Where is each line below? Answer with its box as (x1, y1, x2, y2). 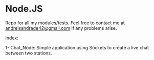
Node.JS (5, 3, 43, 15)
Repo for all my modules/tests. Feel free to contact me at (5, 20, 125, 26)
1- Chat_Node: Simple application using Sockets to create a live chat (5, 44, 149, 50)
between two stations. (5, 50, 52, 56)
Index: (5, 35, 19, 41)
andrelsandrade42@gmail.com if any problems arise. (5, 25, 117, 31)
